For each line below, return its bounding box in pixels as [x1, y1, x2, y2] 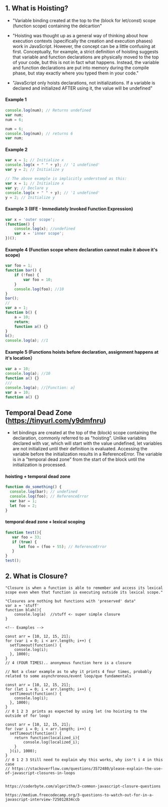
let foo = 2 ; [10, 503, 37, 508]
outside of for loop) [5, 713, 51, 718]
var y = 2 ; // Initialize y [5, 167, 64, 172]
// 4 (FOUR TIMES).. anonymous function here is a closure [5, 660, 132, 665]
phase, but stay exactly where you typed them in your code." [12, 70, 139, 76]
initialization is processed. [12, 462, 67, 468]
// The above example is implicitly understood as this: [5, 176, 127, 181]
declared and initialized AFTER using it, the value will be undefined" [12, 85, 153, 91]
